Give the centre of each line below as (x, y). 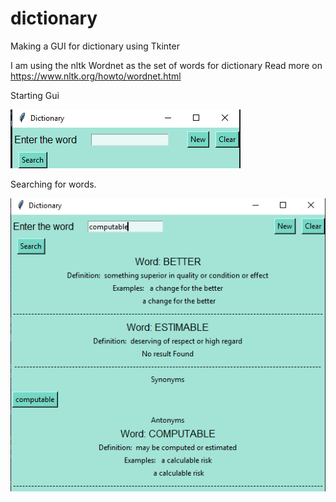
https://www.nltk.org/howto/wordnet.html (96, 76)
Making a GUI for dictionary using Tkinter (95, 46)
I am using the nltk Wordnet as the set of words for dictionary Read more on (166, 65)
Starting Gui (35, 95)
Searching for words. (53, 184)
